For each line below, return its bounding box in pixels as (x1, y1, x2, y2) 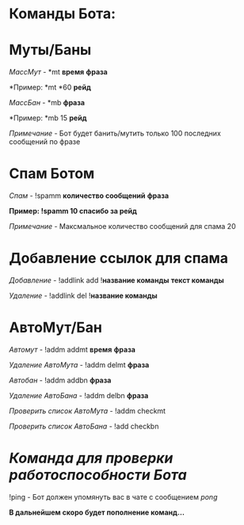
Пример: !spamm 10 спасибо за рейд (9, 207, 138, 216)
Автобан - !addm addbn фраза (9, 375, 112, 385)
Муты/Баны (9, 41, 92, 59)
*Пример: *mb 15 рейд (9, 113, 87, 123)
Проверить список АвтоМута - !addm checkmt (9, 405, 166, 416)
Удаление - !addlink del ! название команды (9, 291, 158, 300)
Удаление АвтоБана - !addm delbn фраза (9, 390, 149, 400)
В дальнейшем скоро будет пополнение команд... (9, 508, 185, 517)
